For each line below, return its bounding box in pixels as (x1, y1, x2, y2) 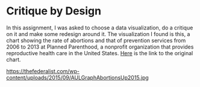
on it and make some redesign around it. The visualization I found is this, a (6, 30, 190, 37)
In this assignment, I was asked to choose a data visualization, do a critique (6, 24, 193, 31)
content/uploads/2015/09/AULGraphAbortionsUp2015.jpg (6, 74, 149, 81)
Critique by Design (6, 4, 101, 18)
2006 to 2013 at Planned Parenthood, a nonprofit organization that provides (6, 43, 194, 50)
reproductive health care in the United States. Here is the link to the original (6, 49, 193, 56)
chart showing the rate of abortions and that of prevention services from (6, 37, 186, 44)
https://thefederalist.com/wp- (6, 67, 80, 74)
